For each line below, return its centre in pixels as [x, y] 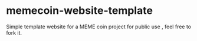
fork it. [14, 32]
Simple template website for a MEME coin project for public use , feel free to [99, 27]
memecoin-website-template [80, 11]
